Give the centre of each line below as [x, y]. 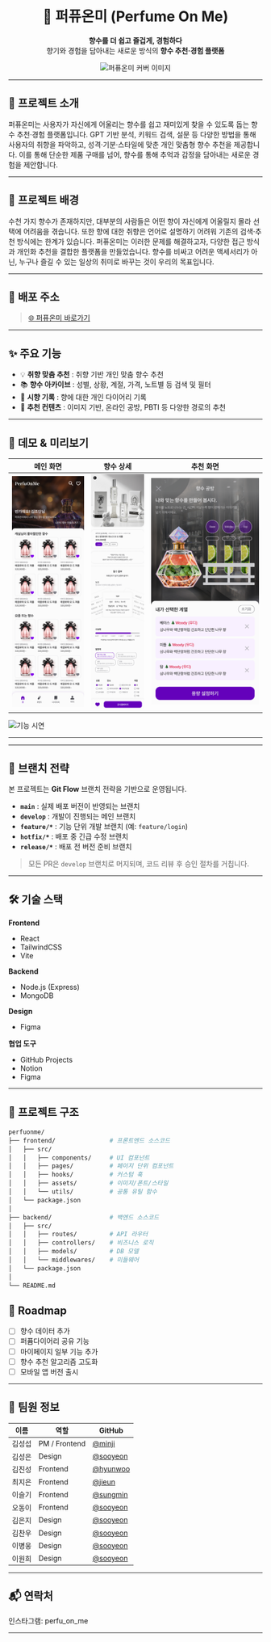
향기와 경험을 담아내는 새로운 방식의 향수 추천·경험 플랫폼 [135, 50]
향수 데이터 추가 [45, 1331]
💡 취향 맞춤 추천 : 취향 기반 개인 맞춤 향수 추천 [92, 375]
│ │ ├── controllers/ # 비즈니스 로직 [81, 1243]
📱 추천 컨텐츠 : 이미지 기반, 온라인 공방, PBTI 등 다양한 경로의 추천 [123, 407]
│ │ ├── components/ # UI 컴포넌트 [79, 1158]
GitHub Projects [46, 1060]
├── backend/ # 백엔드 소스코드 [84, 1217]
